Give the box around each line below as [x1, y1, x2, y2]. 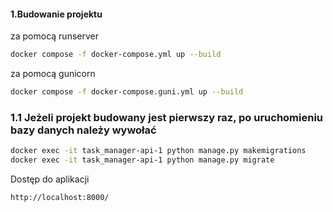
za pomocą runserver [10, 30, 99, 42]
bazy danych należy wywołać [10, 123, 157, 137]
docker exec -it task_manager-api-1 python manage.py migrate [10, 155, 275, 165]
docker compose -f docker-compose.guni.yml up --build [10, 87, 244, 97]
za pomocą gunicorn [10, 68, 96, 80]
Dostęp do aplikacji [10, 173, 90, 185]
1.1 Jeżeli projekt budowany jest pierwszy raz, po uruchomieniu [10, 110, 324, 124]
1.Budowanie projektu [10, 8, 103, 20]
